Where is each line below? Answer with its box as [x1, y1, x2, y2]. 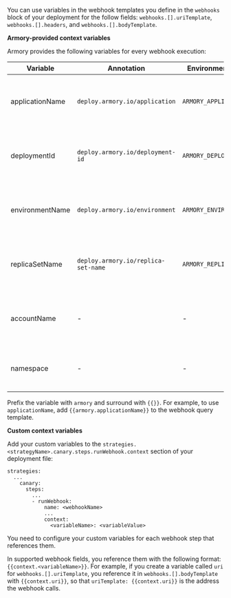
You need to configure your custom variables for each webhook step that [7, 534, 214, 542]
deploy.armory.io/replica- [76, 257, 166, 265]
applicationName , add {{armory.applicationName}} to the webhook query [7, 406, 214, 414]
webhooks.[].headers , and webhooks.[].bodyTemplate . [7, 21, 157, 28]
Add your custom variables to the [7, 440, 102, 448]
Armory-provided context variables [7, 34, 111, 42]
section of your [150, 447, 194, 455]
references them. [7, 542, 56, 550]
